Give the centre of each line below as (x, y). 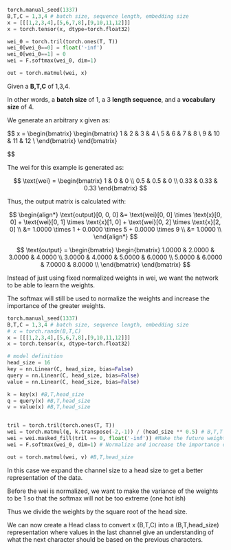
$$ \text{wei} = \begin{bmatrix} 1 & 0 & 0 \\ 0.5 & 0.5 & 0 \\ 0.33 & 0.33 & (115, 180)
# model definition (35, 356)
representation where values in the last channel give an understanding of (111, 532)
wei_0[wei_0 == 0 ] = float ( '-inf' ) (55, 48)
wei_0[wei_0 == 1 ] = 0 (37, 54)
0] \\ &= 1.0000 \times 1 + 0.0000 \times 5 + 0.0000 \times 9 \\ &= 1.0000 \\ (115, 229)
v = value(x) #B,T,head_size (49, 407)
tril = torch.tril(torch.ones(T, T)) (61, 426)
